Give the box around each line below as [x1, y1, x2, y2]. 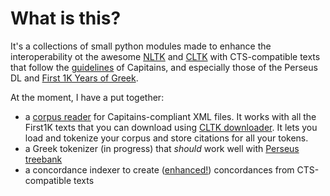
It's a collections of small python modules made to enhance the [10, 40, 272, 52]
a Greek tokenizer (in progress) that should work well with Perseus [24, 142, 300, 154]
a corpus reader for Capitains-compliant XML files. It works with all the [24, 110, 317, 122]
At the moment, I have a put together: [10, 91, 165, 103]
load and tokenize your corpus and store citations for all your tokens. [24, 132, 309, 144]
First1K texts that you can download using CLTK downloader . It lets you [24, 121, 318, 133]
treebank [24, 153, 63, 165]
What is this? [10, 7, 122, 30]
